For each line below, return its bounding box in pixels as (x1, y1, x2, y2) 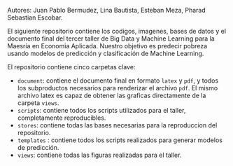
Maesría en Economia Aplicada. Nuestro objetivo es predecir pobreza (7, 42, 208, 50)
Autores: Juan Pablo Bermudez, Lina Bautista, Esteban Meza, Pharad (7, 6, 206, 14)
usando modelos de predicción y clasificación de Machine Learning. (7, 49, 204, 57)
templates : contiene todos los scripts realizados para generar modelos (17, 136, 223, 144)
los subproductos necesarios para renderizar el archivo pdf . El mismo (17, 84, 218, 92)
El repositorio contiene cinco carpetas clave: (7, 63, 136, 71)
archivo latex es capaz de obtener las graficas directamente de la (17, 91, 206, 99)
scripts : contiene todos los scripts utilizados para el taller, (17, 106, 186, 114)
